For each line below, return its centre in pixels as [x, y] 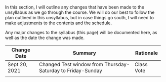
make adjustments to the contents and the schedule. [59, 23]
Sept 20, [18, 64]
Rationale [146, 53]
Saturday [49, 70]
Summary [84, 53]
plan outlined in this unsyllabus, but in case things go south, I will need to [80, 18]
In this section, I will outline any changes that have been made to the [75, 7]
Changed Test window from [71, 64]
